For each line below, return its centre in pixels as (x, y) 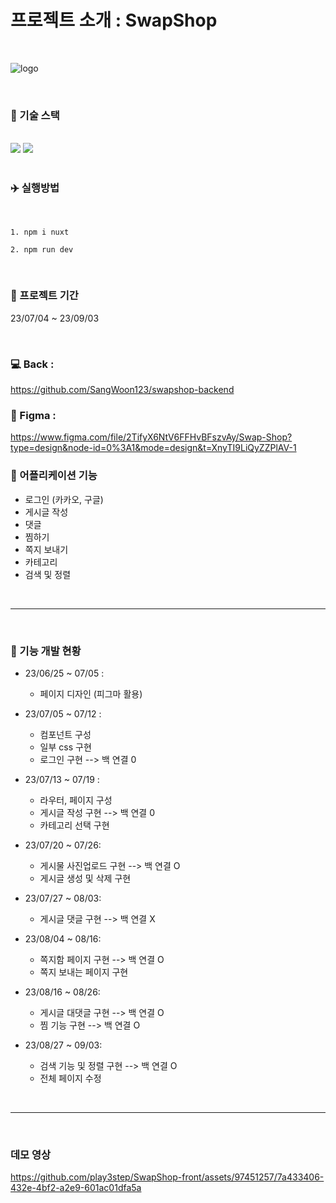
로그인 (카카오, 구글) (64, 499)
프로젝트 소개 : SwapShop (114, 20)
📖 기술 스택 (35, 115)
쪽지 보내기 (46, 549)
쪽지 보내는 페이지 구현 (84, 972)
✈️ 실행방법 (35, 188)
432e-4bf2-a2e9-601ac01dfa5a (76, 1188)
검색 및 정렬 (48, 574)
